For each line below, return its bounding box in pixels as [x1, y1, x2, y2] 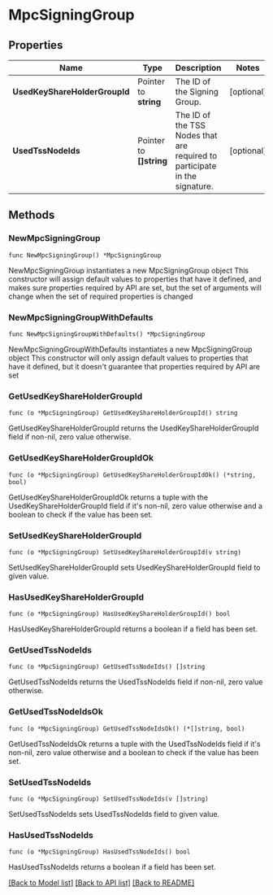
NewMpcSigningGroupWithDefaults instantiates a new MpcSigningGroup [8, 344, 253, 354]
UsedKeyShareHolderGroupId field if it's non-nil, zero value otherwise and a [8, 500, 262, 510]
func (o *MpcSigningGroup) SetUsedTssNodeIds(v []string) [8, 795, 209, 803]
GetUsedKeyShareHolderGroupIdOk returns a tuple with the [8, 492, 209, 502]
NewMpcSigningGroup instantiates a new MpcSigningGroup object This [8, 265, 249, 275]
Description [175, 63, 222, 73]
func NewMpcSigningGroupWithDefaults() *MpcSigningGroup [8, 330, 206, 338]
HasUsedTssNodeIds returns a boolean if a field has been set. [8, 862, 217, 872]
